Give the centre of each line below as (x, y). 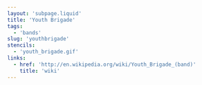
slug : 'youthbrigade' (38, 39)
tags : (15, 26)
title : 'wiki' (40, 71)
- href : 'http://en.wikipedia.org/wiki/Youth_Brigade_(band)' (105, 64)
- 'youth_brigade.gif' (46, 52)
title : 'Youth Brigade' (42, 20)
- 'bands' (27, 33)
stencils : (21, 45)
